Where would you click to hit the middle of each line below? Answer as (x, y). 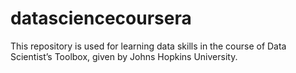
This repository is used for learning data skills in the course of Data (148, 46)
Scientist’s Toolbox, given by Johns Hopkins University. (124, 56)
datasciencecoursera (101, 18)
